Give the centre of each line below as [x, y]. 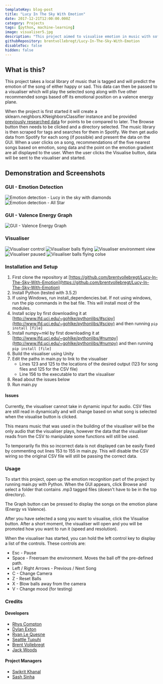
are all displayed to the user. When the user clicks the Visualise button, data [81, 153]
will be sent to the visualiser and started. [45, 158]
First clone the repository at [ [41, 277]
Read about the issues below [41, 379]
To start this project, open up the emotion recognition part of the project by [80, 479]
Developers [17, 613]
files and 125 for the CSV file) [49, 369]
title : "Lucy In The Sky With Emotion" [45, 14]
